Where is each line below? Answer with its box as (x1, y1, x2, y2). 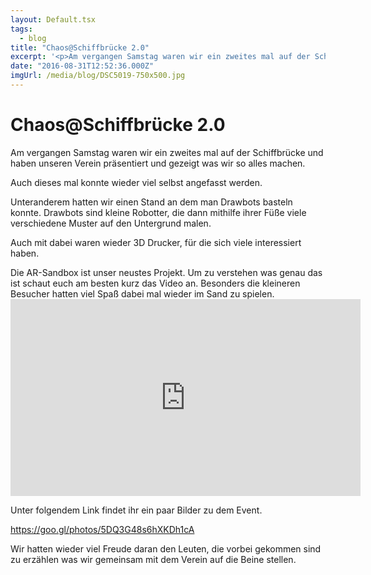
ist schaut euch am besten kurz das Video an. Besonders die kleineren (10, 277, 301, 289)
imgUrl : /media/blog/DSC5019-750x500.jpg (10, 71, 186, 81)
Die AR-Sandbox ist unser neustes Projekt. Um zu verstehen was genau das (10, 266, 323, 278)
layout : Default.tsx (10, 14, 97, 25)
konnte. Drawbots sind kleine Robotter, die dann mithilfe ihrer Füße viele (10, 206, 307, 218)
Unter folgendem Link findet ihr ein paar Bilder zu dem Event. (10, 504, 263, 516)
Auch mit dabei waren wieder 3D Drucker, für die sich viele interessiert (10, 236, 302, 248)
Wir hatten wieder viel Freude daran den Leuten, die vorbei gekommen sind (10, 542, 322, 555)
